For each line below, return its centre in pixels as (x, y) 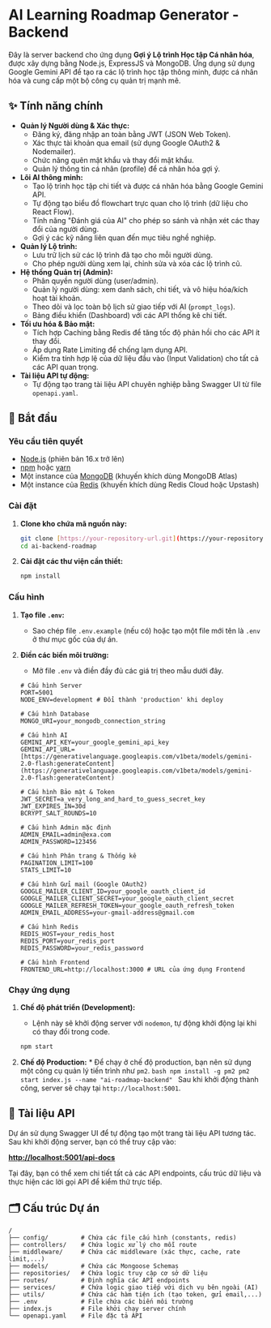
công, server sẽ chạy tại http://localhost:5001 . (100, 1088)
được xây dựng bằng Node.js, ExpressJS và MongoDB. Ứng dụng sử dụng (132, 63)
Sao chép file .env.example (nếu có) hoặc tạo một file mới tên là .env (146, 630)
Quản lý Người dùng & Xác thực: (75, 125)
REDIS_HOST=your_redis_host (67, 934)
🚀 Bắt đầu (33, 418)
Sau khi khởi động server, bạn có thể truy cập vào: (92, 1141)
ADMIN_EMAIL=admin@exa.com (66, 834)
